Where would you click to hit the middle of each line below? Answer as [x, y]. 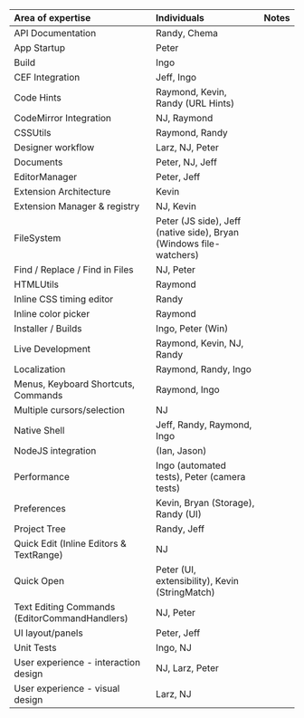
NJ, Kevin [176, 206]
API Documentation [55, 33]
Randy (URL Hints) [195, 103]
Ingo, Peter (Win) [192, 328]
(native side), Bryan [197, 232]
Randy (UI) [178, 514]
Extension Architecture [62, 191]
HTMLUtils [37, 284]
